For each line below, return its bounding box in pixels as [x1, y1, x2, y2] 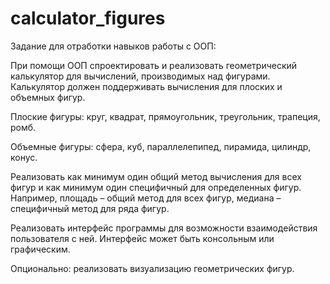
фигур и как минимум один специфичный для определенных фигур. [10, 181, 302, 193]
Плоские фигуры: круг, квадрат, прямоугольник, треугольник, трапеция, [10, 110, 321, 122]
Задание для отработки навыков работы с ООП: [10, 40, 217, 52]
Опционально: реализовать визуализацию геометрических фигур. [10, 262, 295, 274]
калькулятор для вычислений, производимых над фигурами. [10, 70, 271, 82]
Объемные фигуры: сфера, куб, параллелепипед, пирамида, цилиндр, [10, 140, 312, 152]
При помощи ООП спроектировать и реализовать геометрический [10, 59, 298, 71]
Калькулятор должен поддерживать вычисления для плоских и [10, 80, 283, 92]
